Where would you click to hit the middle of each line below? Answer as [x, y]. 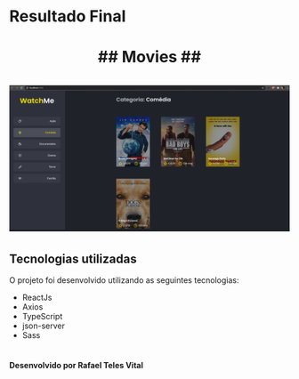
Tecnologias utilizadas [73, 258]
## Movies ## [149, 57]
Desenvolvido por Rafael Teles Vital [77, 365]
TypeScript [42, 317]
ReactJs [37, 298]
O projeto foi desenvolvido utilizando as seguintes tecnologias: [124, 280]
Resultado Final [68, 16]
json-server [43, 326]
